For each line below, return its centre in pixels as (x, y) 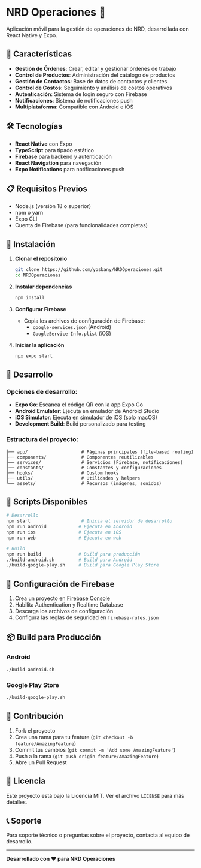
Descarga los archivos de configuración (64, 611)
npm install (30, 297)
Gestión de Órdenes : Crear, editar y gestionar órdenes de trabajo (95, 68)
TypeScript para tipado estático (54, 150)
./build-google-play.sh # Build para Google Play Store (83, 565)
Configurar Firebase (41, 309)
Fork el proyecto (35, 730)
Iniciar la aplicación (39, 345)
